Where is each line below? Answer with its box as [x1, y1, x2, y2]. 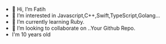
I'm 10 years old [11, 31, 51, 38]
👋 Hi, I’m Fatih [11, 6, 46, 12]
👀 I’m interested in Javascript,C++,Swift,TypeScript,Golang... [11, 12, 161, 19]
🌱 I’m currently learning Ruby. [11, 18, 84, 25]
